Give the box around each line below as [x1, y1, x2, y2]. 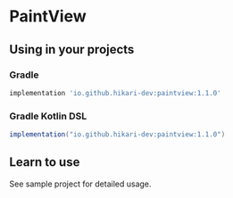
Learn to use [9, 154, 80, 170]
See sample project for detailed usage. [9, 178, 152, 189]
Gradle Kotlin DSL [9, 110, 87, 122]
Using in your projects [9, 42, 135, 57]
